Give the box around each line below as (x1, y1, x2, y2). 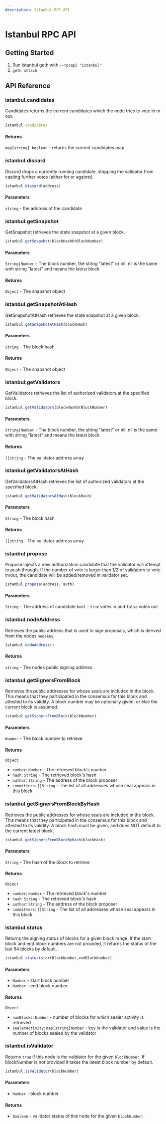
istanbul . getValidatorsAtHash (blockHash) (5, 493, 92, 498)
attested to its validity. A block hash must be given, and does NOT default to (5, 822, 161, 828)
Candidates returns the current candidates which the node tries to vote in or (5, 108, 161, 114)
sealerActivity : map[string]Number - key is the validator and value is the (12, 1025, 161, 1031)
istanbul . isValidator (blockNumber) (5, 1069, 79, 1074)
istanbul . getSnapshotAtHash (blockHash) (5, 322, 88, 327)
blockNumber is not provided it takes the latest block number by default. (5, 1059, 154, 1065)
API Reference (5, 82, 51, 90)
